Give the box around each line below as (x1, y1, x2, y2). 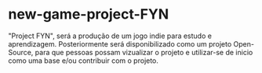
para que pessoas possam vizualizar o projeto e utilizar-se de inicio (35, 47, 253, 57)
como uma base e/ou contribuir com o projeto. (8, 56, 159, 65)
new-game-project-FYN (8, 5, 169, 23)
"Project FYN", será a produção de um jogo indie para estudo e (8, 31, 212, 40)
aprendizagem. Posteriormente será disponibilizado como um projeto (8, 39, 232, 48)
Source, (8, 47, 34, 57)
